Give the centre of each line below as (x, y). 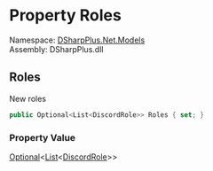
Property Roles (65, 16)
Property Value (43, 137)
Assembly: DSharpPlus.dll (56, 49)
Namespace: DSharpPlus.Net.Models (77, 40)
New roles (28, 98)
